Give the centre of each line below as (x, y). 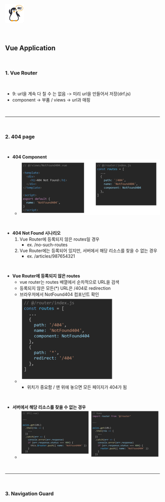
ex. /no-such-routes (47, 245)
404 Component (29, 157)
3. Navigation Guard (29, 494)
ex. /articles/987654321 (51, 256)
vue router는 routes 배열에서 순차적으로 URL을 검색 (69, 282)
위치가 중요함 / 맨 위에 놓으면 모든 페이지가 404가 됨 (77, 387)
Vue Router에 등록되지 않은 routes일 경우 (59, 239)
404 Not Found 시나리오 (36, 233)
